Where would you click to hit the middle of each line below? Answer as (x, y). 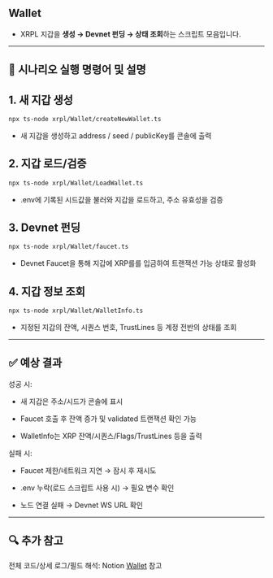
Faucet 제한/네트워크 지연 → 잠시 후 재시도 (88, 470)
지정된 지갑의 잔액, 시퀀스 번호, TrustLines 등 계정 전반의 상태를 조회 (128, 327)
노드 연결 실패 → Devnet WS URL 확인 (82, 505)
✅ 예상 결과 (35, 363)
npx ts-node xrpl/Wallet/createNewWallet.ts (85, 120)
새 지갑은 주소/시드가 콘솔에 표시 (71, 401)
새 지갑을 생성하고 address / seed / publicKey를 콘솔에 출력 (116, 135)
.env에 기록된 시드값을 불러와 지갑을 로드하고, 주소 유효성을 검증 (121, 199)
